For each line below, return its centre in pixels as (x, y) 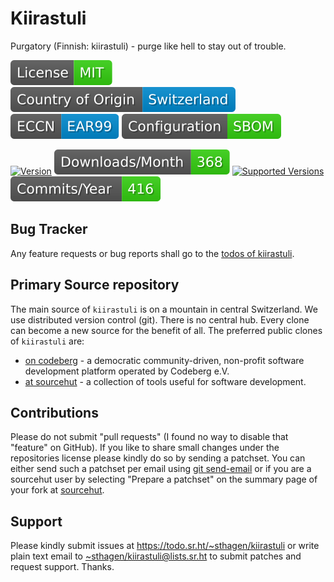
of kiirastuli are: (47, 341)
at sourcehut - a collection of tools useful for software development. (165, 381)
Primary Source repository (95, 285)
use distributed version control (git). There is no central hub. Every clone (160, 319)
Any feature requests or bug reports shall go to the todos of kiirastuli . (152, 253)
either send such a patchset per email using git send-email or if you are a (161, 469)
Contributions (54, 412)
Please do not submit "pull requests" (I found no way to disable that (149, 437)
